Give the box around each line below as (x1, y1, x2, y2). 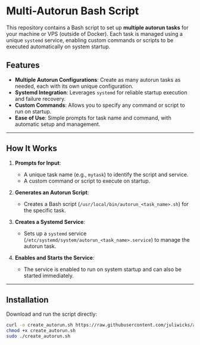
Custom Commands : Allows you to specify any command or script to (14, 101, 186, 109)
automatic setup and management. (14, 121, 101, 128)
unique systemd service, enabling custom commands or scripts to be (6, 36, 174, 44)
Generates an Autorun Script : (14, 189, 89, 196)
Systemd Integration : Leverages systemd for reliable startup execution (14, 88, 187, 96)
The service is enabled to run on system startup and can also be (23, 266, 182, 273)
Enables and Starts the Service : (14, 254, 95, 261)
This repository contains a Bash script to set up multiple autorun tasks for (6, 24, 189, 31)
